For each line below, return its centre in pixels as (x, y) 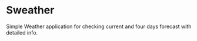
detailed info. (22, 32)
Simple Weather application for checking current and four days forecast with (99, 26)
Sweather (30, 10)
